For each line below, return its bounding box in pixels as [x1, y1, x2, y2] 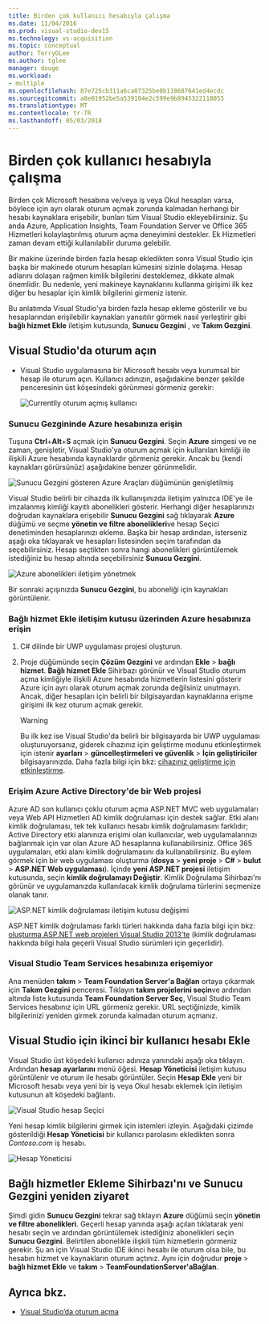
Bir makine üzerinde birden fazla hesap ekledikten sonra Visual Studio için [8, 253, 254, 263]
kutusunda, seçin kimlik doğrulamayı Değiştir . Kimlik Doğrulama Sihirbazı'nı [8, 872, 262, 882]
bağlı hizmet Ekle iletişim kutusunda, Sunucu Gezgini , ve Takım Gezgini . [8, 320, 253, 330]
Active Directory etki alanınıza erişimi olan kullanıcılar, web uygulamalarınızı [8, 829, 258, 839]
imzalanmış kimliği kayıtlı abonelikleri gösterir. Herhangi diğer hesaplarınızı [8, 501, 255, 512]
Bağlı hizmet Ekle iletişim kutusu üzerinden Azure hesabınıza [8, 613, 251, 625]
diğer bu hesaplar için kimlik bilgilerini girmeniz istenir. [8, 288, 188, 297]
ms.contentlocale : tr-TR [8, 110, 92, 118]
